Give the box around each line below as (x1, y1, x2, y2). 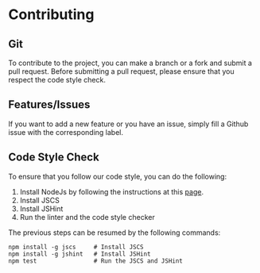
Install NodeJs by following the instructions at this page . (19, 186, 204, 196)
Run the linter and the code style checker (19, 212, 155, 221)
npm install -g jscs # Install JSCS (8, 243, 145, 251)
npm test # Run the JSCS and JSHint (8, 256, 183, 265)
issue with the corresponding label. (8, 127, 124, 136)
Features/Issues (8, 98, 91, 112)
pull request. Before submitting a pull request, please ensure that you (8, 67, 235, 76)
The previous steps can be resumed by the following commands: (8, 228, 221, 237)
